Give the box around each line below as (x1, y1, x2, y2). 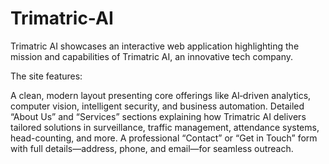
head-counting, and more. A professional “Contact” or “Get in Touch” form (10, 132, 318, 144)
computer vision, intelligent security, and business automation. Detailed (10, 100, 305, 112)
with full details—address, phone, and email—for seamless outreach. (10, 142, 294, 154)
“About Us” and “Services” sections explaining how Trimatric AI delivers (10, 110, 307, 122)
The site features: (10, 70, 83, 82)
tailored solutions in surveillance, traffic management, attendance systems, (10, 121, 320, 133)
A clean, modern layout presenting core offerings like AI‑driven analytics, (10, 89, 312, 101)
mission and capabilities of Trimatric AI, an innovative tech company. (10, 50, 294, 62)
